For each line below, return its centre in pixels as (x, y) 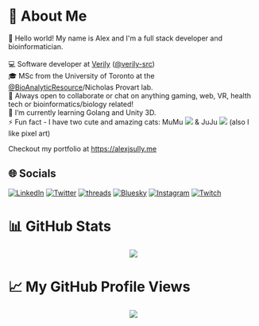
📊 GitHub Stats (60, 226)
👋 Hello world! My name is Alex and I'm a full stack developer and (115, 38)
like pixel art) (29, 133)
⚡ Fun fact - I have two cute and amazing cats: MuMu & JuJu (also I (129, 121)
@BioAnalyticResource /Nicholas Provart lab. (81, 87)
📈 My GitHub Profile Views (99, 287)
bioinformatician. (36, 46)
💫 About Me (48, 16)
